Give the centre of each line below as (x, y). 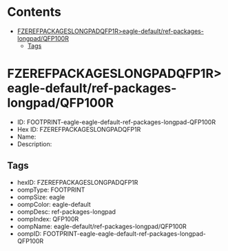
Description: (34, 144)
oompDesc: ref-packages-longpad (66, 212)
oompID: (29, 233)
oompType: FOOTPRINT (51, 190)
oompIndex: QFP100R (48, 219)
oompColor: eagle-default (54, 204)
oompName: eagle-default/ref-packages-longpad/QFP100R (102, 226)
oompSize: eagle (41, 197)
